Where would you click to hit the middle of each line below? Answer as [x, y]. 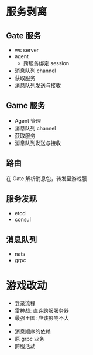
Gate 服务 [23, 36]
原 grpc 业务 [30, 339]
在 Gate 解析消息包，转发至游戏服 [46, 178]
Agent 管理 [27, 120]
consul [23, 220]
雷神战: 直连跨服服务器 [42, 311]
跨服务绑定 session [46, 63]
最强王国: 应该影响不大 [42, 318]
